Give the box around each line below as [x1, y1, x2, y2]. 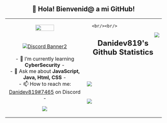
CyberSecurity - [24, 61, 65, 68]
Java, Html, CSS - [23, 74, 67, 81]
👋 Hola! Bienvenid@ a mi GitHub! [32, 5, 135, 13]
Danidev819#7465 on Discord [9, 88, 81, 95]
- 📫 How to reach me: [18, 80, 71, 87]
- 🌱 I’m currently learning [15, 55, 75, 62]
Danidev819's [97, 38, 149, 48]
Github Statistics [92, 48, 154, 57]
